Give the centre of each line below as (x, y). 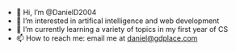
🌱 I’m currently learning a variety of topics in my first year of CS (122, 29)
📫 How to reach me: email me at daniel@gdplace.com (107, 38)
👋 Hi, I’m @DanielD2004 (56, 12)
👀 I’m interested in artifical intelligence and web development (118, 21)
